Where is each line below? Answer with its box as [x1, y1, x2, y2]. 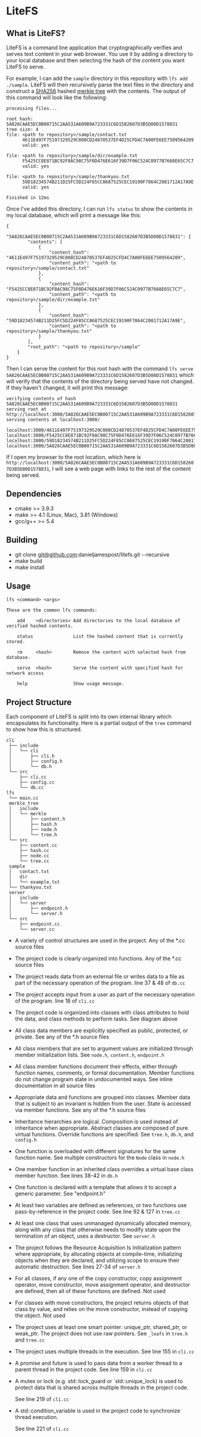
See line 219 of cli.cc [14, 1396, 69, 1403]
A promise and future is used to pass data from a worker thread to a [14, 1360, 182, 1367]
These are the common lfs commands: [6, 607, 98, 613]
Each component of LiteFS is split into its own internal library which [6, 713, 172, 721]
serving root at [6, 406, 47, 412]
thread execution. [14, 1414, 59, 1421]
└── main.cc [8, 795, 39, 802]
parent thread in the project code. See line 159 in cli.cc [14, 1366, 153, 1373]
